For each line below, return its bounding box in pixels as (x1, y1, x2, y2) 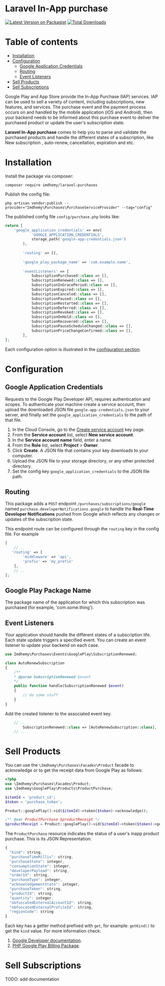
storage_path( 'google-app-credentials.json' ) (31, 237, 126, 242)
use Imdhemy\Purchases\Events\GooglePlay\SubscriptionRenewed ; (5, 652, 137, 657)
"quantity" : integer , (9, 896, 54, 900)
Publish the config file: (5, 191, 51, 197)
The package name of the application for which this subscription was (5, 599, 145, 605)
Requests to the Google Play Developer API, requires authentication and (5, 396, 151, 402)
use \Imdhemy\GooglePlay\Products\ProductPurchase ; (5, 786, 113, 791)
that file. (5, 417, 22, 423)
